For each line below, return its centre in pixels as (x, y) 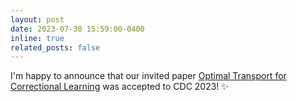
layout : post (37, 19)
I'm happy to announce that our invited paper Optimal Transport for (148, 76)
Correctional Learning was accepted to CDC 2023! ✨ (119, 87)
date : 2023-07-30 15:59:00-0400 (77, 29)
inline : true (37, 38)
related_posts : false (55, 47)
